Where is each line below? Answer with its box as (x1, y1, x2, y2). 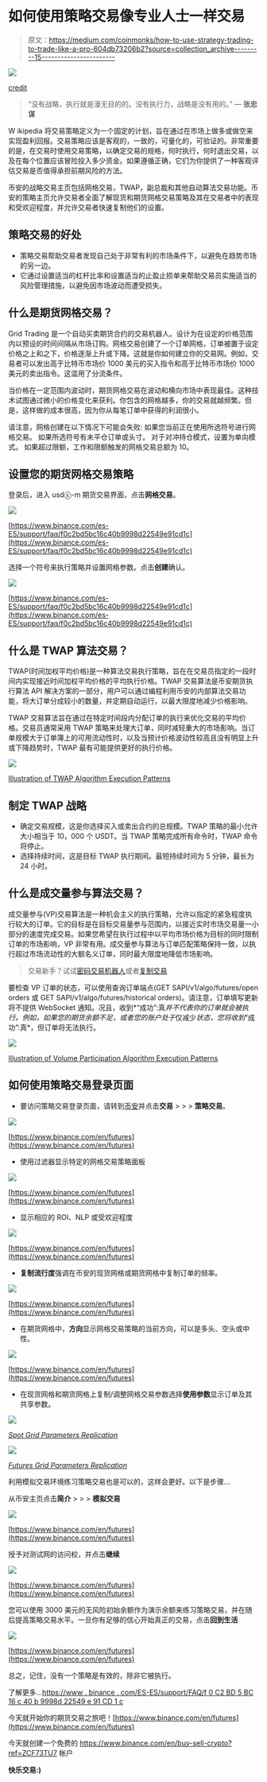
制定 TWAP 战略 (8, 798, 87, 812)
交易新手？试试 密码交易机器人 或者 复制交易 (27, 965, 168, 975)
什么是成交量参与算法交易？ (8, 887, 145, 900)
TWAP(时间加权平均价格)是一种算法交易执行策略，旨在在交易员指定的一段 (8, 666, 250, 676)
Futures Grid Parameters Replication (8, 1460, 128, 1469)
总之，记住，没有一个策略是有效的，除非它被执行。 (8, 1671, 176, 1680)
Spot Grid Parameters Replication (8, 1430, 118, 1439)
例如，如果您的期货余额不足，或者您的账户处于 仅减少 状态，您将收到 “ (21, 1012, 249, 1022)
